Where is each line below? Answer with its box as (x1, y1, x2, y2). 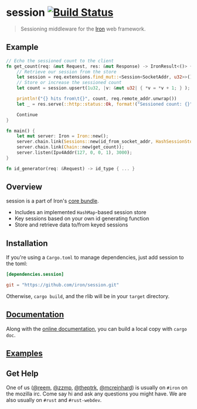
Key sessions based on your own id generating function (14, 215, 150, 222)
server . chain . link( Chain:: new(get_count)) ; (16, 144, 125, 150)
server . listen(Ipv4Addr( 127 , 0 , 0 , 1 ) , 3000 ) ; (16, 150, 133, 156)
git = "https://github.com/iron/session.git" (6, 282, 119, 288)
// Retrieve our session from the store (16, 69, 117, 75)
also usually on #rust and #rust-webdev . (6, 397, 102, 404)
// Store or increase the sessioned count (16, 80, 122, 86)
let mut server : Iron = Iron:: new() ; (16, 133, 109, 139)
